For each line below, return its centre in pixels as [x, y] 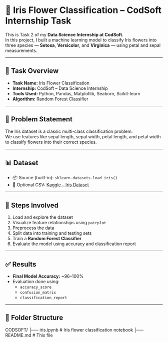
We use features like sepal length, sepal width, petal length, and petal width [83, 136]
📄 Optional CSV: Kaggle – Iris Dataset [50, 185]
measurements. [21, 50]
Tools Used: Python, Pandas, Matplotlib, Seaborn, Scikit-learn [76, 93]
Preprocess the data [33, 228]
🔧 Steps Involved [32, 205]
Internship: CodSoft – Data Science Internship [60, 88]
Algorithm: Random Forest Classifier [50, 99]
